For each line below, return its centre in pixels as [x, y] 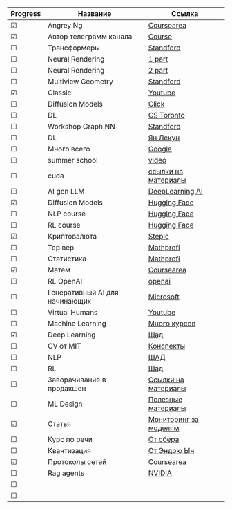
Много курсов [172, 323]
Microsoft [164, 297]
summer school [73, 160]
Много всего [69, 149]
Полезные [165, 399]
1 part [158, 59]
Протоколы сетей [77, 462]
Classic [60, 93]
